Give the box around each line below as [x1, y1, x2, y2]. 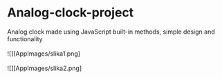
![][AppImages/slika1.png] [7, 49, 81, 58]
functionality [7, 34, 43, 43]
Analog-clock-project [7, 5, 134, 21]
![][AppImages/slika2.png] [7, 64, 82, 72]
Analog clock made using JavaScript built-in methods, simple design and [7, 27, 216, 36]
